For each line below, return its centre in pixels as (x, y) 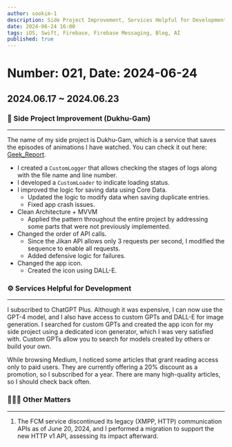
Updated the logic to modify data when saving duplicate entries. (119, 197)
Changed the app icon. (50, 263)
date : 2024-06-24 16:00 (41, 26)
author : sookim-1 (32, 13)
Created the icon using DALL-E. (72, 270)
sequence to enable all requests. (74, 248)
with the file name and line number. (67, 175)
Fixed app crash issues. (61, 205)
